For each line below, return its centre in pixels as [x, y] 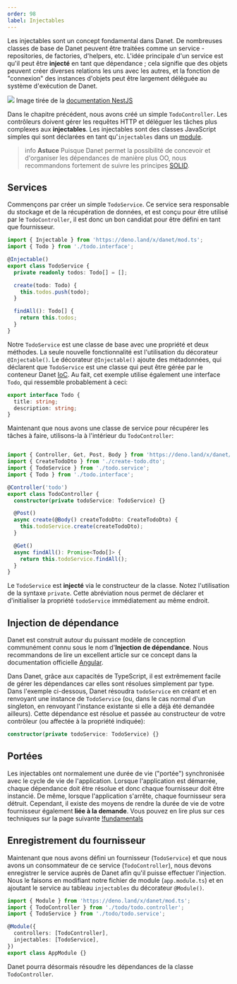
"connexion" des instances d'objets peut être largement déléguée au [107, 78]
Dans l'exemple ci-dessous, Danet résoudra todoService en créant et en [112, 691]
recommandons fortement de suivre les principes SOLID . [107, 165]
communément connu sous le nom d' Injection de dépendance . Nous [108, 647]
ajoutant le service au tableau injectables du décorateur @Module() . [106, 888]
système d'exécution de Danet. [53, 86]
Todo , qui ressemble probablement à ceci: [68, 382]
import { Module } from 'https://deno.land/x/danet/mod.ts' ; [99, 901]
